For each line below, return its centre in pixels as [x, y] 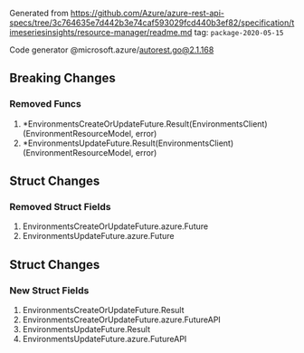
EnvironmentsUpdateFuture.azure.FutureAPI [104, 339]
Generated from [39, 13]
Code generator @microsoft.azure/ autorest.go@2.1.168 [112, 50]
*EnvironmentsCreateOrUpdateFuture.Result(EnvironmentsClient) [145, 124]
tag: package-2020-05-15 [239, 32]
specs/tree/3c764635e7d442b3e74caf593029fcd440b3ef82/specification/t [152, 23]
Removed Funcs [45, 104]
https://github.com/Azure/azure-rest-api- [147, 13]
